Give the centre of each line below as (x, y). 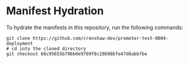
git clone (18, 38)
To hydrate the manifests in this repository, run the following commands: (95, 27)
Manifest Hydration (55, 11)
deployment (20, 43)
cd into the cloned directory (49, 49)
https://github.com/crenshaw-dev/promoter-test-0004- (100, 38)
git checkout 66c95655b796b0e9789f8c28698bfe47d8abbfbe (77, 54)
